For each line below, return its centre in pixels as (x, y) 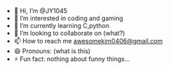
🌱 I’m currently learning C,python (62, 26)
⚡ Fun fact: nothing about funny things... (72, 59)
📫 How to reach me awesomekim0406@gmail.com (88, 41)
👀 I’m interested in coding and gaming (69, 18)
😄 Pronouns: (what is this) (52, 51)
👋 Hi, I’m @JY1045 (41, 11)
